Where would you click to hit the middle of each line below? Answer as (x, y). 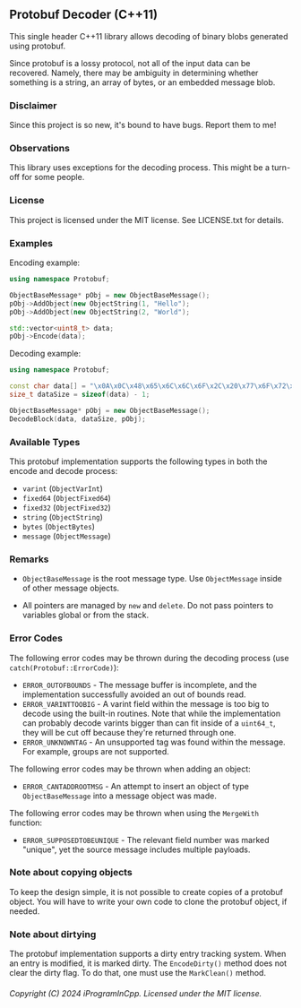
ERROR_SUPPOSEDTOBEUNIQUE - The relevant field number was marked (146, 840)
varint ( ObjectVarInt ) (62, 488)
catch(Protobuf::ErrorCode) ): (64, 668)
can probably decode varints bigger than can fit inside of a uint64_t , (149, 723)
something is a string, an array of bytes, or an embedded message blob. (142, 82)
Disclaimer (33, 105)
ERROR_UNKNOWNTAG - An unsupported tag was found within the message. (154, 742)
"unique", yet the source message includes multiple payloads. (136, 849)
